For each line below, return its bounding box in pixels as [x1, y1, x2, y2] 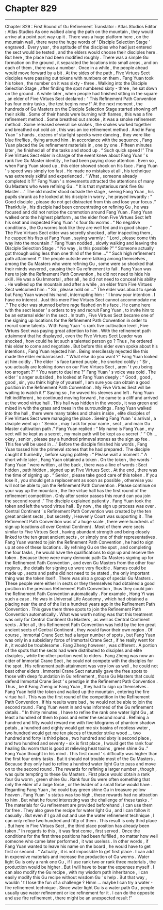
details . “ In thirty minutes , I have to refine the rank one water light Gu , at [5, 709, 154, 715]
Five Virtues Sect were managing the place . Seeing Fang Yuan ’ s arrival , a [5, 415, 156, 421]
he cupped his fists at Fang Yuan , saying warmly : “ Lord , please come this [5, 235, 157, 241]
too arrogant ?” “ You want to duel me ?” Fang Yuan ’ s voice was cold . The [5, 369, 156, 375]
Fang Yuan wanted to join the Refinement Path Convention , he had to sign [5, 539, 154, 545]
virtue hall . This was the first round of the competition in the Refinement [5, 694, 150, 699]
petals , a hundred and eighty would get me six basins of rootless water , [5, 725, 150, 730]
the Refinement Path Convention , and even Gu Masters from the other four [5, 560, 155, 565]
